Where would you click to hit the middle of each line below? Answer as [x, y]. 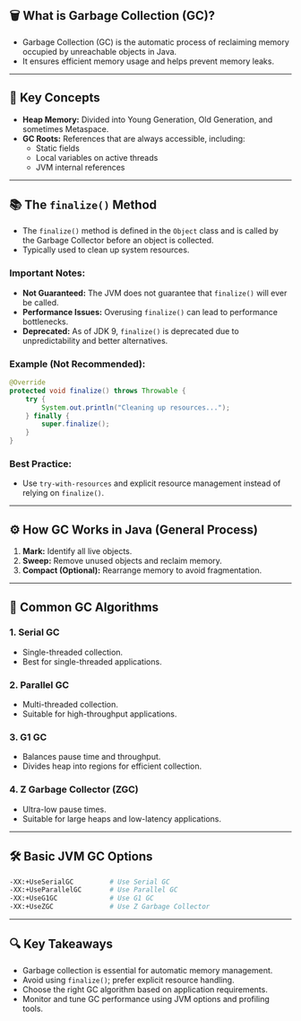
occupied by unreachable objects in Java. [99, 51]
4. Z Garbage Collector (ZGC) [74, 789]
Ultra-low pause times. [64, 809]
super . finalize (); [76, 424]
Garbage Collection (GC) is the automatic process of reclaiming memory [155, 42]
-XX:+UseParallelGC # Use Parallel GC [94, 890]
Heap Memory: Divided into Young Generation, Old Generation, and [147, 119]
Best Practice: [41, 463]
